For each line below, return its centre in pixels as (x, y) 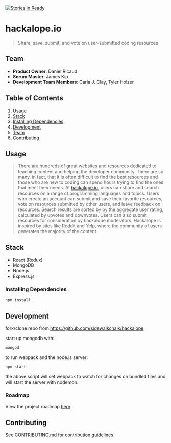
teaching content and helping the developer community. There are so (91, 172)
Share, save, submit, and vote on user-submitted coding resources (88, 43)
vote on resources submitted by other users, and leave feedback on (89, 204)
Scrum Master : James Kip (40, 76)
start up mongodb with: (30, 339)
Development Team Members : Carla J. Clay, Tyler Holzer (73, 82)
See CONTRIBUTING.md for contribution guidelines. (60, 435)
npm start (16, 367)
